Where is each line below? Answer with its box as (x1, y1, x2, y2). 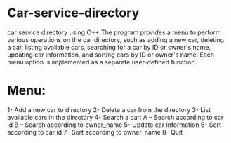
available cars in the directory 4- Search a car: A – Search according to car (7, 113, 224, 121)
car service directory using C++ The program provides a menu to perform (7, 28, 221, 36)
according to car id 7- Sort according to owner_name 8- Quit (7, 128, 183, 136)
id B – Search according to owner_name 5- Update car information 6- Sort (7, 121, 222, 129)
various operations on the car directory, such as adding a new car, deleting (7, 35, 225, 43)
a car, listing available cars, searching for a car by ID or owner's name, (7, 43, 211, 51)
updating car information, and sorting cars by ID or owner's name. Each (7, 50, 214, 59)
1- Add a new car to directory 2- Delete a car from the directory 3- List (7, 105, 211, 114)
